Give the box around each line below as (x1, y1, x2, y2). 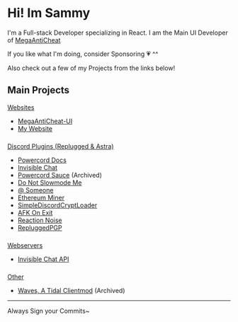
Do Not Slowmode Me (17, 178, 82, 187)
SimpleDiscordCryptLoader (17, 200, 98, 209)
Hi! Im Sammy (7, 5, 91, 21)
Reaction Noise (17, 216, 62, 224)
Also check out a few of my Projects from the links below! (7, 64, 176, 72)
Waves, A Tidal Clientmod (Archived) (17, 286, 125, 294)
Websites (7, 103, 35, 111)
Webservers (7, 241, 43, 249)
